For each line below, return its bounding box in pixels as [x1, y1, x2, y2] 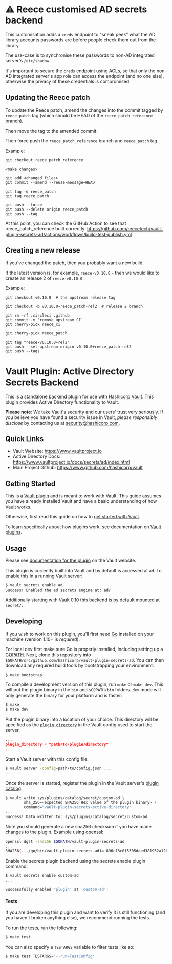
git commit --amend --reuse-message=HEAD [5, 180, 95, 185]
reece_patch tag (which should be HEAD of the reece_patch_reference [5, 112, 153, 118]
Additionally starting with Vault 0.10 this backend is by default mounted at [5, 597, 160, 603]
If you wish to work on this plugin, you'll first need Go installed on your [5, 631, 154, 637]
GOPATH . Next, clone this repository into [5, 652, 91, 658]
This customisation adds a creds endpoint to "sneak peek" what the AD [5, 31, 156, 37]
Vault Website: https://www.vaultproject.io [12, 448, 102, 454]
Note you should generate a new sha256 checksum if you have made [5, 823, 152, 829]
